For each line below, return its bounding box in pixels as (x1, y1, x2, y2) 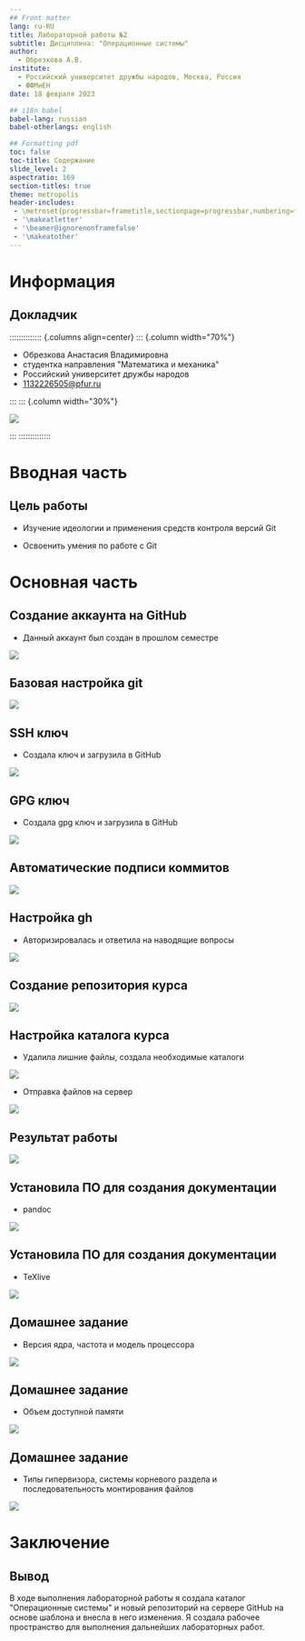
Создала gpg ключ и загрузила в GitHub (22, 817, 179, 828)
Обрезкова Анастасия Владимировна (22, 349, 169, 360)
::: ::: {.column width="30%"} (9, 395, 118, 406)
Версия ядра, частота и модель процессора (22, 1338, 195, 1350)
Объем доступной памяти (22, 1406, 124, 1417)
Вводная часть (9, 462, 128, 483)
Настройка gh (9, 910, 93, 926)
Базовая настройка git (9, 675, 143, 691)
